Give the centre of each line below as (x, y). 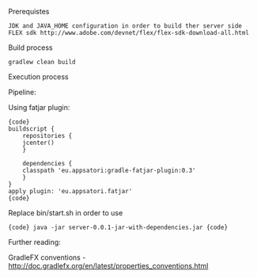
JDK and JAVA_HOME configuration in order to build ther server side (125, 26)
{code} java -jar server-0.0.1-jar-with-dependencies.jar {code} (118, 227)
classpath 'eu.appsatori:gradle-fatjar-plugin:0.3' (109, 170)
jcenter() (39, 143)
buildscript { (32, 129)
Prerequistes (29, 11)
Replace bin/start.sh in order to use (66, 213)
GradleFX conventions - (47, 257)
